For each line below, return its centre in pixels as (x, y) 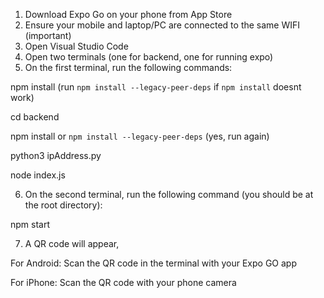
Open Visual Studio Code (76, 46)
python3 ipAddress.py (56, 155)
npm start (30, 224)
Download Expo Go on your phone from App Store (128, 14)
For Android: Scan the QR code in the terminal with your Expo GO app (153, 263)
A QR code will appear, (72, 243)
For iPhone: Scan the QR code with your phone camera (123, 282)
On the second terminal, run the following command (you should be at (169, 194)
